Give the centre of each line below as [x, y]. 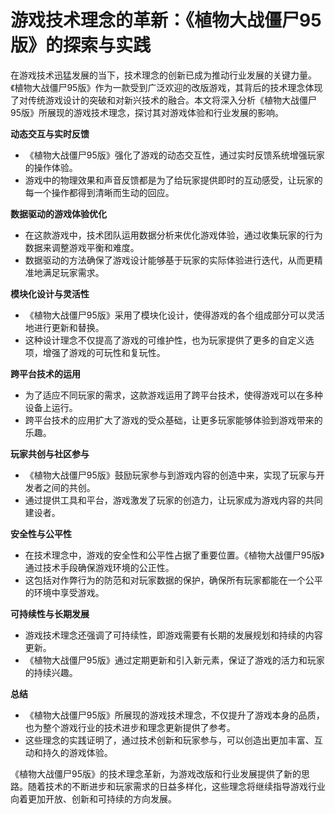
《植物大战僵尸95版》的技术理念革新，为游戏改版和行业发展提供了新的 [156, 773]
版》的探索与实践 [81, 45]
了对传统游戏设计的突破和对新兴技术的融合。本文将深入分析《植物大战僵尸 [163, 100]
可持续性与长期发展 [50, 613]
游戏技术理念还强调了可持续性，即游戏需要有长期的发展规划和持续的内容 [173, 635]
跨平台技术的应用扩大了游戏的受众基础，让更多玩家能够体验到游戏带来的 [173, 420]
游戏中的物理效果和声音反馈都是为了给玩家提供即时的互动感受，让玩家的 [173, 180]
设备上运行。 [51, 407]
